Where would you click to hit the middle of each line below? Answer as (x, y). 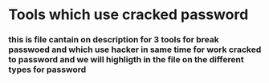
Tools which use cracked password (128, 15)
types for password (47, 69)
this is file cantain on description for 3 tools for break (114, 40)
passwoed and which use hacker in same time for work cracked (135, 49)
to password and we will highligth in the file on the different (126, 60)
